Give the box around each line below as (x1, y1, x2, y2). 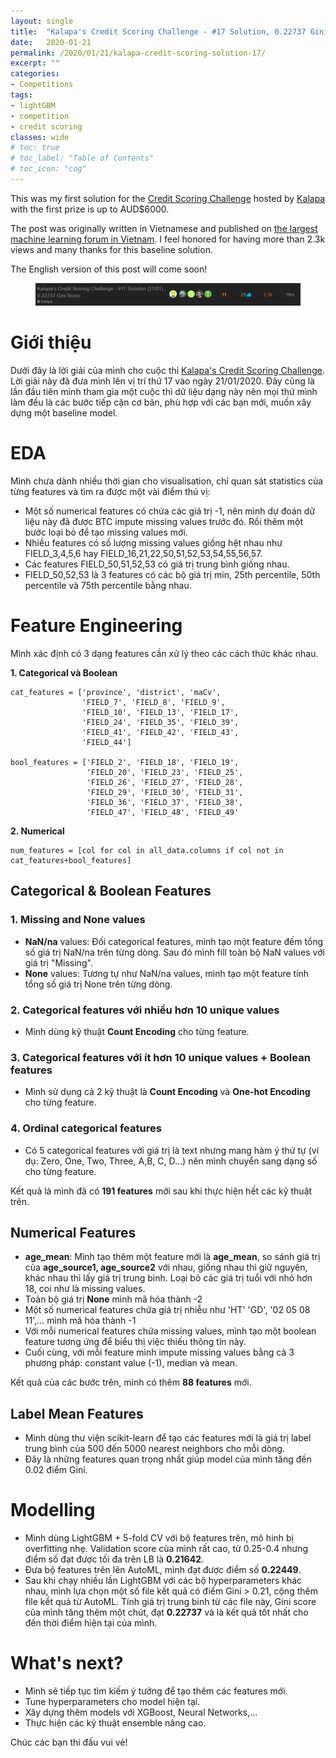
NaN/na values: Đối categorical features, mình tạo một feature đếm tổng (24, 935, 324, 947)
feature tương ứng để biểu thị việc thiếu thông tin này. (24, 1336, 247, 1348)
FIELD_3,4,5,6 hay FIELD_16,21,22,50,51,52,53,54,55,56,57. (24, 548, 263, 559)
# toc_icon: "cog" (10, 164, 87, 174)
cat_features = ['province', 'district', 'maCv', (10, 687, 222, 697)
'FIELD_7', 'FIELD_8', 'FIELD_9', (81, 697, 226, 707)
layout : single (10, 16, 74, 26)
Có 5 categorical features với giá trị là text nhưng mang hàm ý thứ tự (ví (24, 1144, 320, 1156)
